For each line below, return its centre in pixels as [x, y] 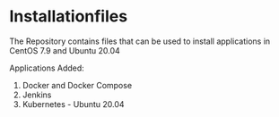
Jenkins [37, 95]
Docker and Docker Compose [77, 85]
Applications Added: [47, 68]
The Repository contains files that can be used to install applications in [140, 41]
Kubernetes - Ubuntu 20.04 [73, 104]
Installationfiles [69, 17]
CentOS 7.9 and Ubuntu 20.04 [65, 50]
